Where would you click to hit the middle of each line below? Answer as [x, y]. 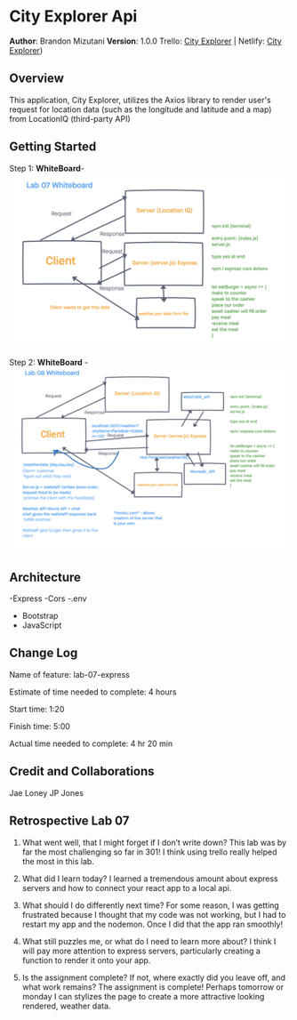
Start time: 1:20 [37, 709]
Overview [37, 79]
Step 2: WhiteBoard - [49, 362]
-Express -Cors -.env [48, 598]
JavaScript [42, 625]
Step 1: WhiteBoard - [47, 168]
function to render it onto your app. [86, 960]
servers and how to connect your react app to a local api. [127, 887]
